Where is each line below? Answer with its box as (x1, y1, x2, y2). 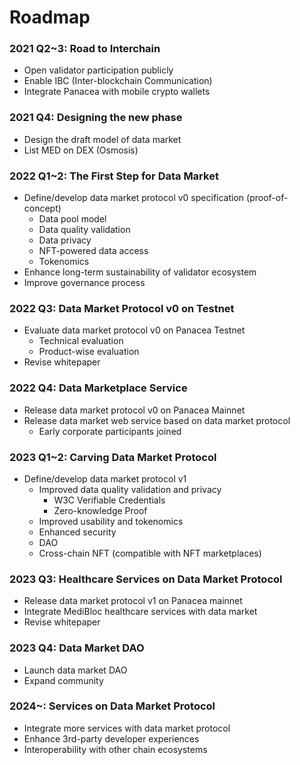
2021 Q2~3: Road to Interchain (9, 42, 161, 56)
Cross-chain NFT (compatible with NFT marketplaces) (38, 547, 262, 559)
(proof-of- (246, 192, 289, 204)
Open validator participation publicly (23, 64, 174, 76)
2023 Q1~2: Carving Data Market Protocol (9, 450, 217, 464)
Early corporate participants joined (38, 425, 182, 437)
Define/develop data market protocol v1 (23, 472, 187, 485)
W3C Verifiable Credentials (53, 494, 166, 506)
